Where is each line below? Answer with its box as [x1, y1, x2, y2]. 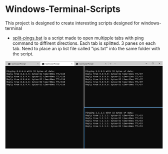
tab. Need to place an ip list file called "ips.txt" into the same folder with [12, 45, 160, 51]
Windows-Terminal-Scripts [5, 3, 121, 15]
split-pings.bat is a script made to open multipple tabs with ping [12, 35, 144, 41]
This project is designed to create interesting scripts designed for [5, 20, 140, 26]
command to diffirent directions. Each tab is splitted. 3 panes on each [12, 40, 156, 46]
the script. [12, 51, 34, 57]
